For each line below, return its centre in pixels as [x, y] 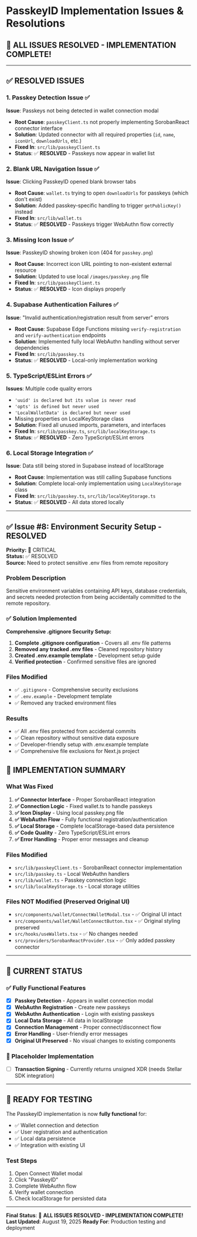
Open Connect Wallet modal [49, 1173]
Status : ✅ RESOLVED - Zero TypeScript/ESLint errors [79, 437]
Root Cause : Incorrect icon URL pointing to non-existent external [93, 264]
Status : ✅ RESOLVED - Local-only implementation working [86, 360]
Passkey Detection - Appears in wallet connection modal [84, 1001]
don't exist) [28, 199]
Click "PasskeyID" [36, 1180]
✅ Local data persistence [45, 1138]
